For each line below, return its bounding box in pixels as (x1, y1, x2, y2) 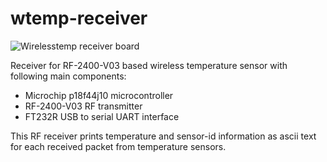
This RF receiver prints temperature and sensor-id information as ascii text (10, 130, 317, 142)
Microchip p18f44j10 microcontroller (24, 89, 174, 101)
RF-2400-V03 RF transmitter (24, 100, 143, 112)
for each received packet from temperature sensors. (10, 140, 227, 152)
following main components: (10, 70, 127, 82)
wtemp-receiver (10, 7, 148, 30)
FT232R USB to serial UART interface (24, 110, 180, 122)
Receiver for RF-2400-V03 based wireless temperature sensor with (10, 59, 288, 71)
